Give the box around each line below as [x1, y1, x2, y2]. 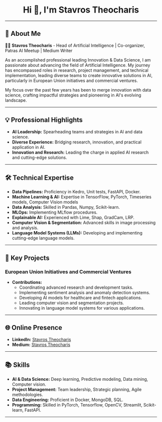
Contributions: [12, 280, 42, 285]
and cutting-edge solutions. [12, 155, 67, 160]
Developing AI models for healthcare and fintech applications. [19, 295, 142, 301]
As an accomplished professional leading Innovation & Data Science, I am [5, 57, 151, 63]
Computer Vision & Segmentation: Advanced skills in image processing [12, 220, 156, 226]
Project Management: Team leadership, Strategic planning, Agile [12, 386, 142, 392]
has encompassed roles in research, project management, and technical [5, 67, 148, 73]
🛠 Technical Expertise [5, 173, 74, 182]
